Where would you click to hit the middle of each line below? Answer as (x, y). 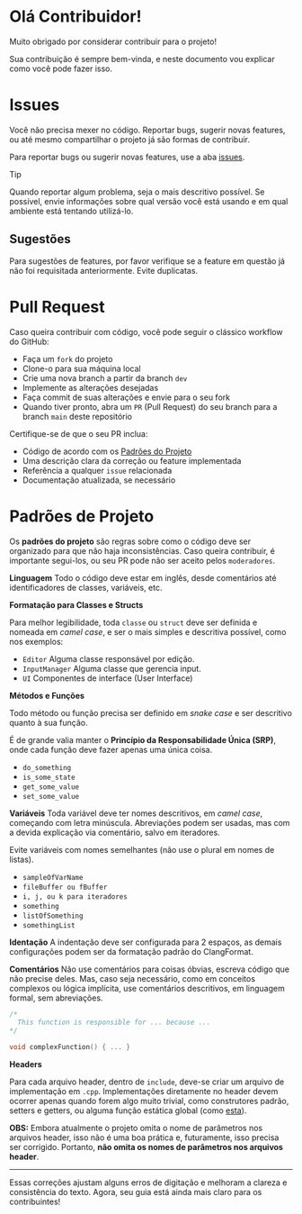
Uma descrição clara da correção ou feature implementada (132, 460)
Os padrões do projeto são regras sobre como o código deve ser (130, 541)
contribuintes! (35, 1202)
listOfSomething (53, 916)
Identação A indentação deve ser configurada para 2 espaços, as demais (146, 942)
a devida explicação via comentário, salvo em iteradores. (115, 832)
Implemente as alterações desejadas (90, 387)
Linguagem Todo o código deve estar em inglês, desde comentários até (143, 577)
